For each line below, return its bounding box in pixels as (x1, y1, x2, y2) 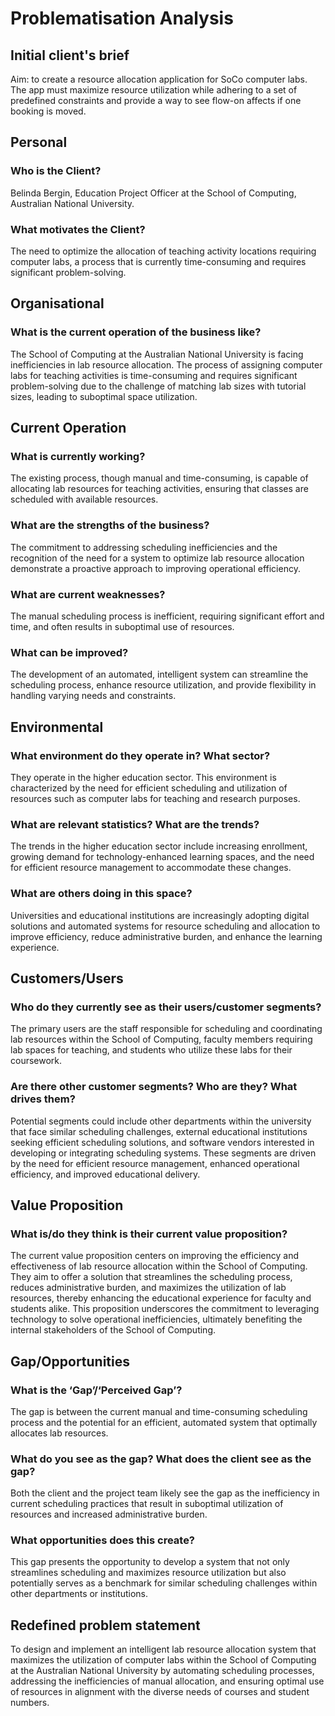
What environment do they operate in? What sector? (10, 748, 271, 762)
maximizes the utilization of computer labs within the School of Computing (10, 1654, 317, 1666)
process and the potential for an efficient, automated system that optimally (10, 1416, 318, 1428)
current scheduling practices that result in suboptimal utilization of (10, 1498, 284, 1510)
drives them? (10, 1092, 76, 1106)
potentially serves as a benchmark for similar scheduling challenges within (10, 1577, 318, 1589)
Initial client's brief (10, 47, 130, 64)
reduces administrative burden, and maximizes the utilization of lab (10, 1282, 287, 1294)
